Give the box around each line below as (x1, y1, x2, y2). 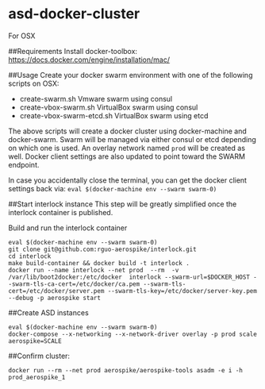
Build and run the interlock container (8, 223, 128, 233)
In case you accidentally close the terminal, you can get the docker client (8, 175, 248, 185)
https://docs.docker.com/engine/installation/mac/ (8, 55, 171, 64)
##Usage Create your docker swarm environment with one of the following (8, 70, 253, 79)
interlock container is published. (8, 207, 113, 217)
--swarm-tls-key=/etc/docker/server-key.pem (107, 287, 258, 295)
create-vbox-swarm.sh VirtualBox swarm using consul (19, 102, 198, 112)
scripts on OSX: (8, 79, 60, 88)
